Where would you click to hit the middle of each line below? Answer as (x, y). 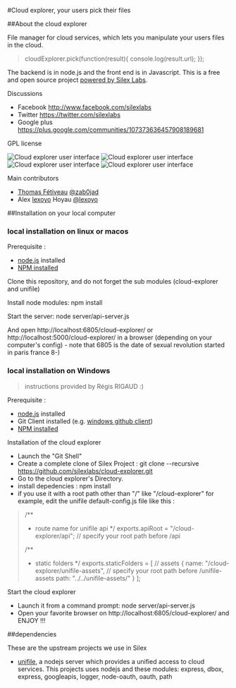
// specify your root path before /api (129, 536)
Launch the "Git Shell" (50, 456)
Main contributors (33, 178)
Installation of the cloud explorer (54, 442)
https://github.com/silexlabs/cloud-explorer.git (85, 471)
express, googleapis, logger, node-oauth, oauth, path (95, 676)
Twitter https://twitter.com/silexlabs (69, 115)
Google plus (35, 122)
